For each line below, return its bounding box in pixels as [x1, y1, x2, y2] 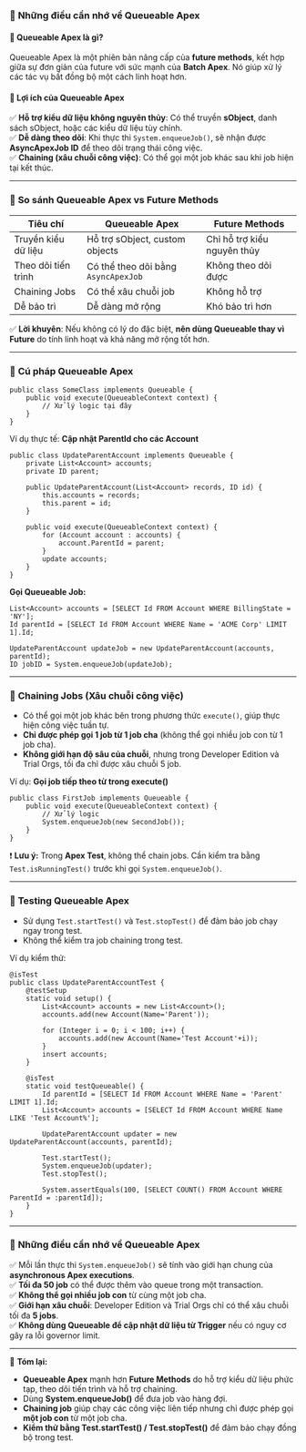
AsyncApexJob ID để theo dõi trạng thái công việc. [9, 142, 203, 154]
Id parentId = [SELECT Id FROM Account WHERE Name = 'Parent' [42, 1089, 283, 1099]
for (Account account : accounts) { [42, 530, 181, 539]
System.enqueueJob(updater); [42, 1161, 153, 1171]
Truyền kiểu [14, 232, 66, 245]
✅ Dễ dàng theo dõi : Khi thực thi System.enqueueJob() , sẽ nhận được [9, 132, 267, 143]
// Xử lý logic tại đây [42, 401, 132, 410]
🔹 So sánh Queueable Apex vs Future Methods [9, 194, 219, 207]
